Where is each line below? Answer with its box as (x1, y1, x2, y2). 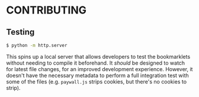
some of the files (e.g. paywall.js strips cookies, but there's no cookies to (6, 78, 187, 85)
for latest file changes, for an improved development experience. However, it (6, 65, 193, 72)
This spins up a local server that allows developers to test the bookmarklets (6, 53, 191, 60)
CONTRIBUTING (6, 4, 87, 17)
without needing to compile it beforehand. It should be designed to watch (6, 59, 185, 66)
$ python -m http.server (6, 42, 68, 48)
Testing (6, 27, 35, 37)
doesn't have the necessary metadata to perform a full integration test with (6, 72, 190, 79)
